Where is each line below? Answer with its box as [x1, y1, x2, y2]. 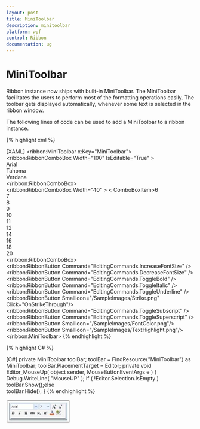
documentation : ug [6, 41, 52, 47]
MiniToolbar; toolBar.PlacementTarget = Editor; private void [6, 362, 152, 369]
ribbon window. [6, 107, 44, 114]
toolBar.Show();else [6, 381, 55, 388]
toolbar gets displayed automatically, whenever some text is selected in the [6, 100, 191, 107]
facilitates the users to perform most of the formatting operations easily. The [6, 93, 195, 101]
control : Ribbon [6, 35, 47, 41]
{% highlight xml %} [6, 136, 56, 143]
